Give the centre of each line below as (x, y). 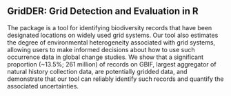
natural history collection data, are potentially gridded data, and (97, 71)
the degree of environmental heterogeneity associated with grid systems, (111, 42)
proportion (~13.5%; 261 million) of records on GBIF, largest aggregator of (112, 64)
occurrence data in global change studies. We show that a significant (106, 57)
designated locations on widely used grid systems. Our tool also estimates (113, 35)
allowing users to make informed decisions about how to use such (101, 49)
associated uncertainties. (43, 86)
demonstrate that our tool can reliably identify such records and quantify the (115, 79)
